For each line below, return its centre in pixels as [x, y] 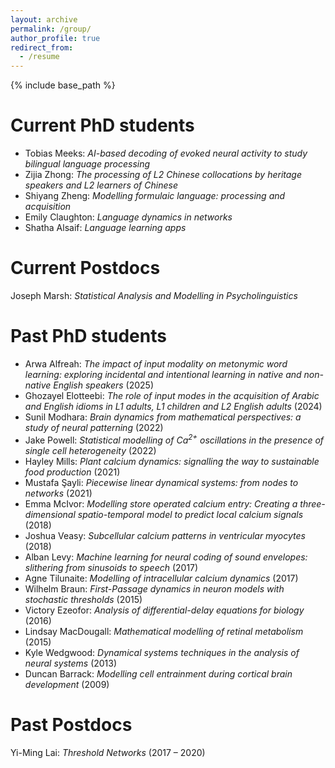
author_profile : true [55, 38]
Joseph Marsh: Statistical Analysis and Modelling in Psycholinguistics [154, 295]
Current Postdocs [85, 268]
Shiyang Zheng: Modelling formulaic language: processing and [155, 196]
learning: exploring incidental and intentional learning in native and [163, 374]
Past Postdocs [71, 724]
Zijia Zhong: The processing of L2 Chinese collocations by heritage [163, 175]
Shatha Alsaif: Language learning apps [105, 228]
